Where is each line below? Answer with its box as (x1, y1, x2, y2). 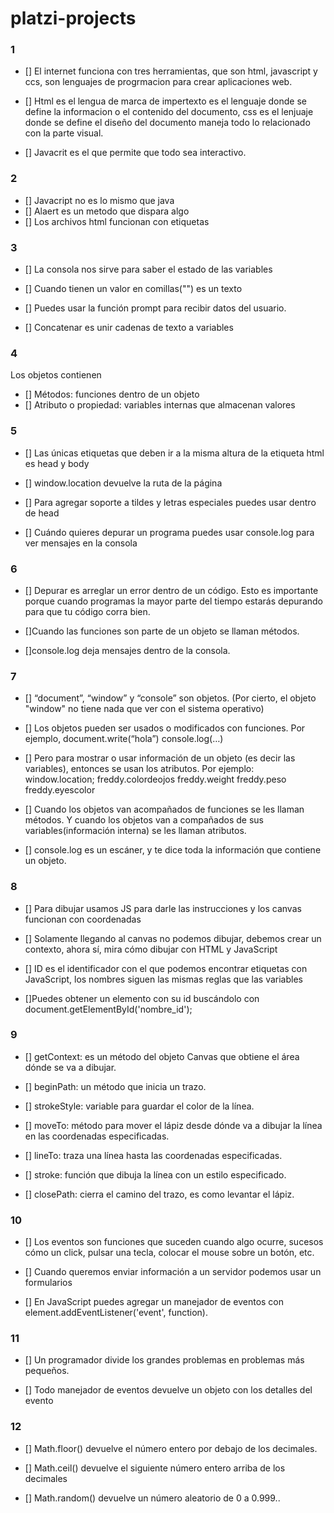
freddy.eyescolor (24, 784, 96, 796)
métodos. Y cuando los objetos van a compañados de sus (24, 814, 264, 826)
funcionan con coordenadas (24, 913, 142, 925)
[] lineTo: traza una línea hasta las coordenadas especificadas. (24, 1149, 283, 1161)
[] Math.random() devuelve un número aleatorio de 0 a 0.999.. (24, 1492, 281, 1504)
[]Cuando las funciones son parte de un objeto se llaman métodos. (24, 625, 300, 637)
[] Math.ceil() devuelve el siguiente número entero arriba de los (24, 1462, 286, 1474)
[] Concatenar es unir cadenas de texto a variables (24, 322, 234, 334)
